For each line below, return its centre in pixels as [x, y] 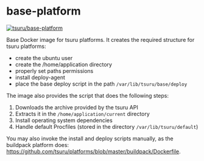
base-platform [44, 11]
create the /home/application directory [64, 64]
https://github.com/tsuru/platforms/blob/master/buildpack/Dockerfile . [93, 151]
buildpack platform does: [37, 145]
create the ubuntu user [44, 58]
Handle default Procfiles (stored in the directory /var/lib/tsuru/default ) [107, 126]
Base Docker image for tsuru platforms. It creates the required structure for [100, 39]
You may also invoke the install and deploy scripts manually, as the [90, 139]
